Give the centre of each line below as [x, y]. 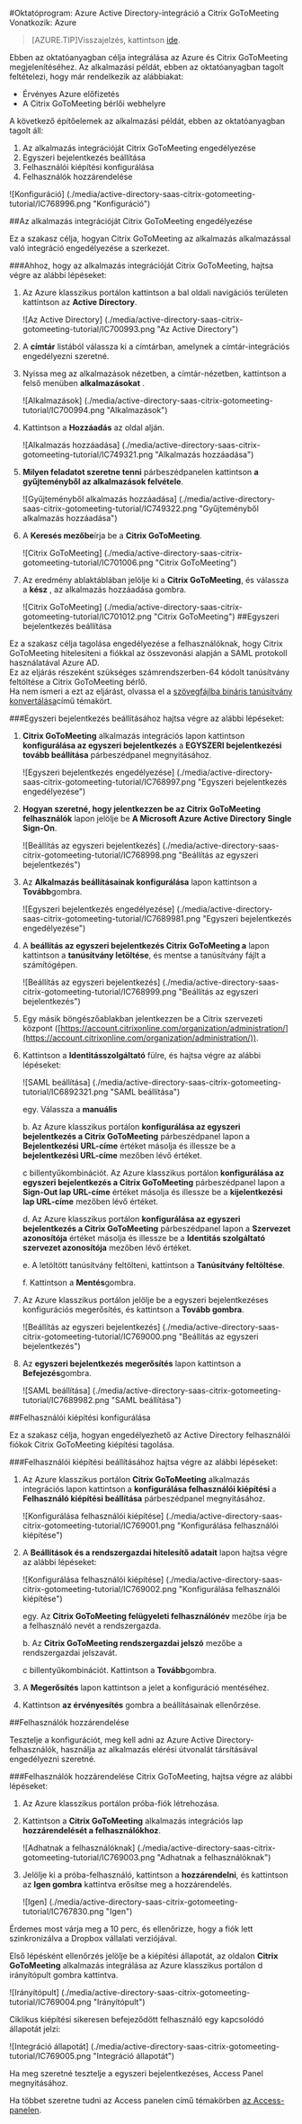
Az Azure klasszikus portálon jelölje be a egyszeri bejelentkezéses [145, 1300]
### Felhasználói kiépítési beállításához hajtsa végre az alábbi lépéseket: [144, 1462]
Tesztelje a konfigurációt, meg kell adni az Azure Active [112, 1740]
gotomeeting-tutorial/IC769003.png [89, 1857]
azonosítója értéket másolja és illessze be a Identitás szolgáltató [144, 1238]
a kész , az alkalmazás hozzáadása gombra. [104, 589]
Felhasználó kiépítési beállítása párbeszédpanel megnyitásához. [144, 1498]
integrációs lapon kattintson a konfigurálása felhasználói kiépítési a [149, 1489]
